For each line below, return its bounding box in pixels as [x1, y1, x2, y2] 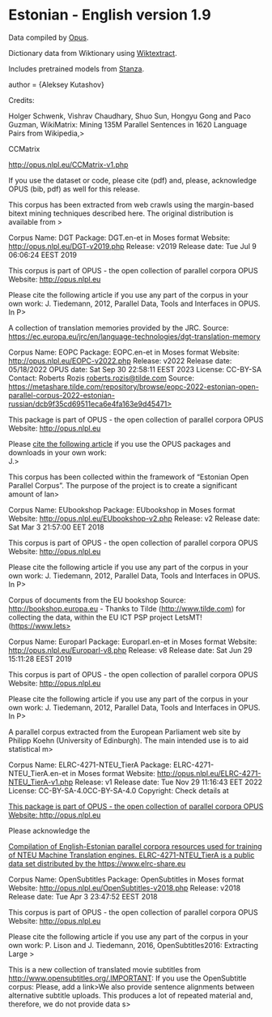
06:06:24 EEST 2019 [8, 250, 77, 260]
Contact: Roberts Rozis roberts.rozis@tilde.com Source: [8, 373, 194, 383]
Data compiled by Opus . [8, 32, 89, 42]
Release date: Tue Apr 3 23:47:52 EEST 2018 [8, 891, 158, 901]
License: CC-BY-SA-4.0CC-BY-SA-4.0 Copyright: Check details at [8, 785, 229, 796]
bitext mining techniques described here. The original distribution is [8, 208, 234, 218]
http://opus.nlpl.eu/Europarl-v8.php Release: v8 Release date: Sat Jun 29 [8, 645, 253, 654]
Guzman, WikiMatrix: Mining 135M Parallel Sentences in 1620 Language [8, 119, 248, 129]
